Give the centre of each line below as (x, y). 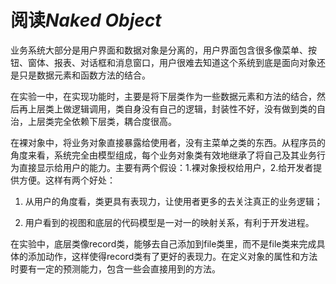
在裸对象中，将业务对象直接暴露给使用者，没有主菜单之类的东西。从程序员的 (168, 142)
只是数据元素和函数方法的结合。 (84, 75)
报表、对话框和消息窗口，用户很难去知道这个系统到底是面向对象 (185, 62)
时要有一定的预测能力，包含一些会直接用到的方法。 (115, 268)
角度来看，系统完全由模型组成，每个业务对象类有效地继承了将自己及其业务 (163, 155)
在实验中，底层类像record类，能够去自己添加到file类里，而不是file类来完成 (163, 243)
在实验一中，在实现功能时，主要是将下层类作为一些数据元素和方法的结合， (163, 96)
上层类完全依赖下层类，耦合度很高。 (102, 121)
